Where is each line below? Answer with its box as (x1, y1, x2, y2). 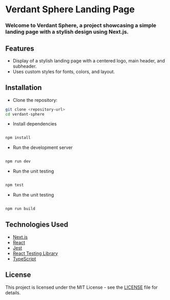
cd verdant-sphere (5, 112, 45, 117)
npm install (5, 135, 31, 140)
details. (5, 289, 21, 295)
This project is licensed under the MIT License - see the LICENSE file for (5, 284, 158, 290)
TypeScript (12, 255, 36, 262)
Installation (5, 83, 42, 92)
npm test (5, 183, 24, 188)
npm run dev (5, 159, 31, 164)
